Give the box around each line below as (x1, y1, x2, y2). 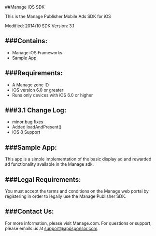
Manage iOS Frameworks (12, 49, 63, 55)
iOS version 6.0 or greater (12, 87, 64, 93)
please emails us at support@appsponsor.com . (5, 225, 99, 231)
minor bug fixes (12, 119, 43, 125)
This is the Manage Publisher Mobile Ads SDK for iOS (5, 14, 111, 19)
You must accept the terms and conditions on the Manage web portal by (5, 189, 149, 194)
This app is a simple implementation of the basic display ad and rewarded (5, 156, 152, 162)
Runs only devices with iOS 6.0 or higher (12, 92, 93, 98)
